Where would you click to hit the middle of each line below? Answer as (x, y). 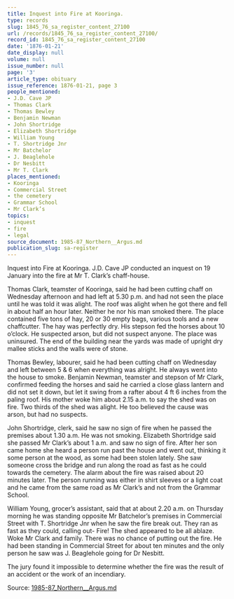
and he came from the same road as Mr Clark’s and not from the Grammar (114, 488)
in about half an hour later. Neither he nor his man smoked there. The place (116, 312)
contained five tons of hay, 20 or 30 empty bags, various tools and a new (113, 319)
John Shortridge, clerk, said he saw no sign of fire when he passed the (110, 428)
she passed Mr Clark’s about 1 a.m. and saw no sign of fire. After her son (112, 443)
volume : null (26, 60)
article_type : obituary (42, 79)
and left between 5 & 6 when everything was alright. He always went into (112, 370)
